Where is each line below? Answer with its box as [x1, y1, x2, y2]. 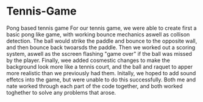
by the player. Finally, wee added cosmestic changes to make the [6, 56, 171, 64]
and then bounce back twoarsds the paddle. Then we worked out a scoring [6, 44, 196, 51]
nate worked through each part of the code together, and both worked [6, 82, 183, 89]
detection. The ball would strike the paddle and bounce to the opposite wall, [6, 37, 198, 44]
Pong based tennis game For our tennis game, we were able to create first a [6, 24, 197, 32]
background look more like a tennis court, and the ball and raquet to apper [6, 63, 193, 70]
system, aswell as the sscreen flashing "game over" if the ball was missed [6, 50, 192, 57]
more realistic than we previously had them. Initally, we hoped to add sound [6, 69, 196, 76]
